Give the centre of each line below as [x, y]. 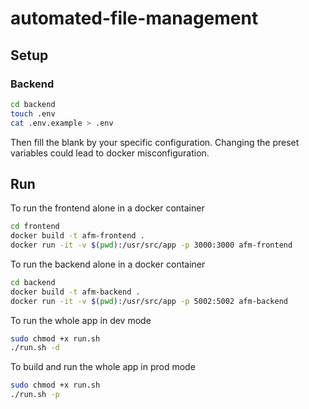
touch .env [33, 113]
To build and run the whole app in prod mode [103, 367]
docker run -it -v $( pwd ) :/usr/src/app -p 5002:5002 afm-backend [149, 301]
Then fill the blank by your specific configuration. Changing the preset [155, 142]
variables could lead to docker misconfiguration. [110, 153]
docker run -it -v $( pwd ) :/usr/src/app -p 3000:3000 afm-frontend [151, 245]
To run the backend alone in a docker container [108, 264]
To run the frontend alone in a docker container [107, 208]
